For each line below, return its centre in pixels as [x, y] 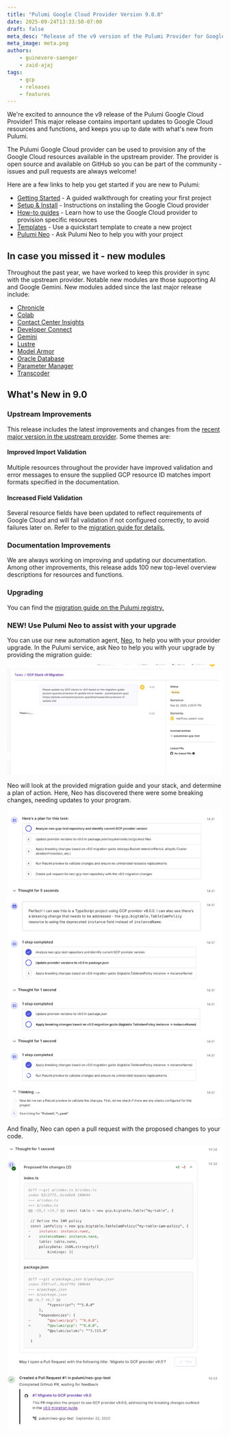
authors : [20, 51]
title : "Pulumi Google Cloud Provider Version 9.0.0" [86, 14]
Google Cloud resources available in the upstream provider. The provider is [113, 157]
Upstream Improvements [49, 414]
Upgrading [25, 593]
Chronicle [30, 308]
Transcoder [33, 373]
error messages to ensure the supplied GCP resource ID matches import [109, 475]
